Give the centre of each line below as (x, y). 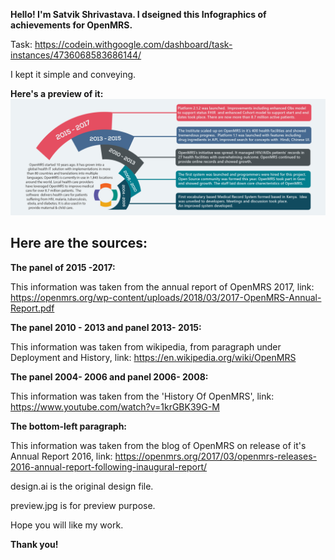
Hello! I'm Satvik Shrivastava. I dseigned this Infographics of (138, 14)
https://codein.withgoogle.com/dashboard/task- (133, 44)
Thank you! (34, 544)
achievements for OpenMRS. (71, 25)
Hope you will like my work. (67, 525)
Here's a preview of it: (57, 93)
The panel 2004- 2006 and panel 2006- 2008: (109, 376)
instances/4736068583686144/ (76, 55)
